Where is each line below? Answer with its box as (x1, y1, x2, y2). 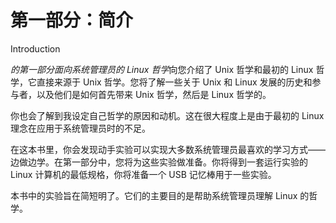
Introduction (10, 42, 61, 55)
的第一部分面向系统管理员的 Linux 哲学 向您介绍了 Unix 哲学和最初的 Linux (10, 63, 314, 75)
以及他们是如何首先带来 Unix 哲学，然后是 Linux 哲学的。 (36, 88, 272, 100)
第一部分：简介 (10, 9, 134, 32)
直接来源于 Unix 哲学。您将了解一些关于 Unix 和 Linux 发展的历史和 (36, 76, 313, 88)
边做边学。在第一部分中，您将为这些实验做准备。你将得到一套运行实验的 (10, 156, 308, 168)
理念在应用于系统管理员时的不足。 (10, 122, 151, 134)
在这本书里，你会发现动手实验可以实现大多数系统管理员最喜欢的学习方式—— (10, 143, 326, 155)
